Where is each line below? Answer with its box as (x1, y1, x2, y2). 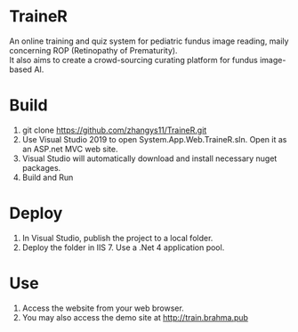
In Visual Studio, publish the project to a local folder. (21, 232, 213, 243)
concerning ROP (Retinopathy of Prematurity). (9, 45, 178, 55)
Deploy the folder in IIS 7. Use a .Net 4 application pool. (21, 242, 225, 253)
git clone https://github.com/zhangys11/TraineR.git (21, 125, 207, 135)
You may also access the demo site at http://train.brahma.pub (21, 312, 249, 322)
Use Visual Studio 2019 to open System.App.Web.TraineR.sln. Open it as (21, 134, 287, 144)
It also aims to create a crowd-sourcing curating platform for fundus (9, 54, 258, 65)
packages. (21, 162, 61, 173)
